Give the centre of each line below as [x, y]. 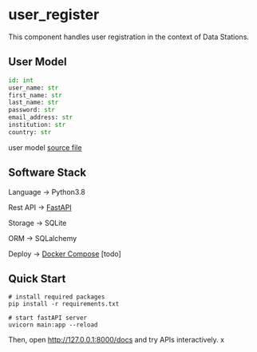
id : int [21, 80]
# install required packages [57, 297]
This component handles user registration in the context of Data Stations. [129, 37]
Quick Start [37, 278]
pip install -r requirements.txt [64, 304]
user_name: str [34, 88]
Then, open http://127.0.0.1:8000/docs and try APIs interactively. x [117, 340]
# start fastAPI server [48, 318]
